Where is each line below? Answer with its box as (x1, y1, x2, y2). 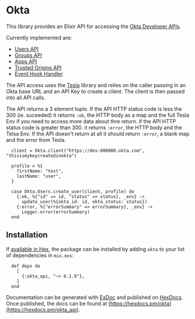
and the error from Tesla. (6, 136, 66, 143)
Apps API (14, 58, 37, 65)
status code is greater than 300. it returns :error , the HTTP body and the (6, 124, 182, 131)
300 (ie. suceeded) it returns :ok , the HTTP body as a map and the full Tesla (6, 112, 190, 119)
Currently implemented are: (6, 34, 72, 41)
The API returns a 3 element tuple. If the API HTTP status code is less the (6, 105, 182, 112)
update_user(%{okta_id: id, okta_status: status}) (21, 199, 148, 204)
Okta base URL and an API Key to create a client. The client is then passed (6, 88, 185, 95)
